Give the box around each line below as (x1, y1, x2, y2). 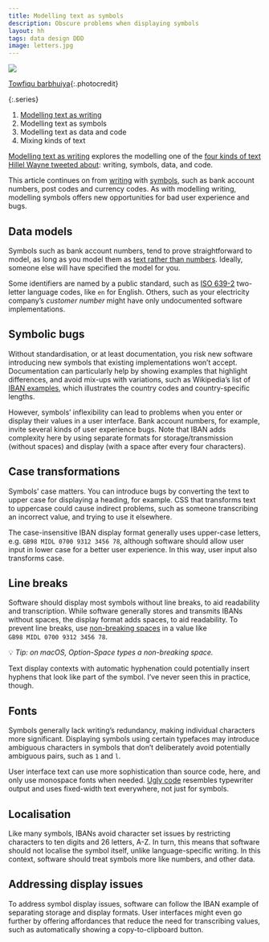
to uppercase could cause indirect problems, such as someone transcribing (8, 503, 259, 513)
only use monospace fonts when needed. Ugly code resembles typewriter (8, 775, 254, 785)
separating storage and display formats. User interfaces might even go (8, 907, 243, 917)
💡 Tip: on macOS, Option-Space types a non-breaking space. (8, 647, 214, 657)
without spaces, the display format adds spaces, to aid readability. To (8, 615, 238, 625)
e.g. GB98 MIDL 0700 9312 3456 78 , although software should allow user (8, 536, 245, 546)
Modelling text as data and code (19, 127, 127, 137)
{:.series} (8, 94, 39, 105)
